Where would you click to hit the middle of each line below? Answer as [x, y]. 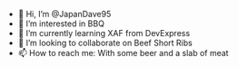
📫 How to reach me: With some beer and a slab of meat [123, 53]
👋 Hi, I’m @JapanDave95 [64, 14]
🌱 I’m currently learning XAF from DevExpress [104, 33]
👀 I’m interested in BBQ [61, 24]
